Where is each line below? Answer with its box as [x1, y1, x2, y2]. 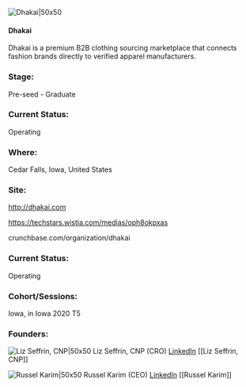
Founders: [8, 328, 49, 340]
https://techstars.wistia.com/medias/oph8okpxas [8, 218, 168, 227]
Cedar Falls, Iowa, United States [8, 165, 112, 174]
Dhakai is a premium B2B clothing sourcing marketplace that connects [8, 44, 237, 53]
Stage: [8, 71, 34, 82]
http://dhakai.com [8, 203, 66, 212]
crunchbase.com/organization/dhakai [8, 233, 131, 243]
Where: [8, 146, 38, 157]
